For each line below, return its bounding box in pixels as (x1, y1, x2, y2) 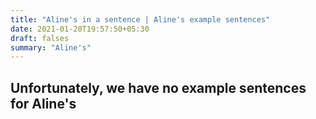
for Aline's (10, 95, 77, 112)
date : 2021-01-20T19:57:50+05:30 (10, 24, 150, 34)
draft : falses (10, 33, 70, 43)
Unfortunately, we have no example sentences (10, 79, 307, 96)
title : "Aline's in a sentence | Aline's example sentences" (10, 14, 271, 25)
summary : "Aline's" (10, 42, 92, 53)
